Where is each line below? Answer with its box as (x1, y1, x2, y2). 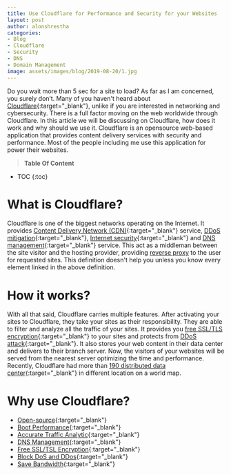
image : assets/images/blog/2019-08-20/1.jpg (7, 68, 137, 75)
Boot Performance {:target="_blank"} (17, 423, 121, 432)
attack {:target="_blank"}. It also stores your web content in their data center (7, 340, 223, 348)
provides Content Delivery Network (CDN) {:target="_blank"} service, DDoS (7, 226, 221, 235)
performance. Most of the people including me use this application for (7, 138, 206, 146)
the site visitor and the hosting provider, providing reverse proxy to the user (7, 249, 222, 257)
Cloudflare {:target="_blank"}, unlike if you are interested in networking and (7, 101, 221, 110)
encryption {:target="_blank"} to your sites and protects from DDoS (7, 332, 197, 340)
